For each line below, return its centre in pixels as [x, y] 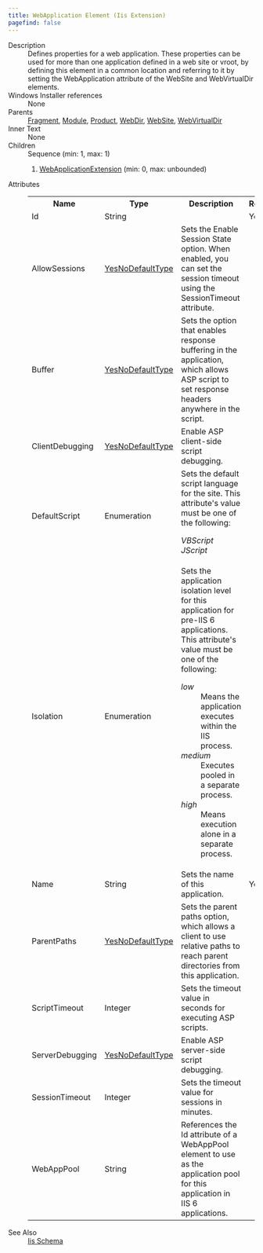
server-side [203, 1050]
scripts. [195, 1028]
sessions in [202, 1102]
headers [196, 399]
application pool [211, 1174]
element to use [209, 1154]
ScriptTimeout [58, 1008]
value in [195, 998]
